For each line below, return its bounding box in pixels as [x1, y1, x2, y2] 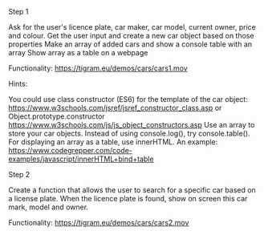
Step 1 [8, 7, 29, 16]
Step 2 [8, 170, 30, 179]
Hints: [8, 79, 28, 88]
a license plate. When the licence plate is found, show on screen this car [8, 194, 248, 203]
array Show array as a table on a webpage [8, 48, 148, 57]
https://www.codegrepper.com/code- [8, 146, 132, 155]
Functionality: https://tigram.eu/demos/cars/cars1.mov [8, 63, 188, 73]
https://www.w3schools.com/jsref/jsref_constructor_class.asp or [8, 103, 222, 112]
